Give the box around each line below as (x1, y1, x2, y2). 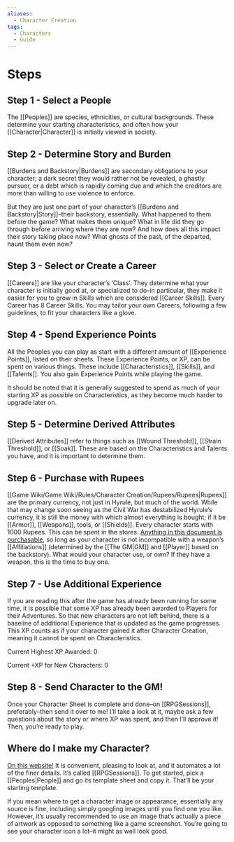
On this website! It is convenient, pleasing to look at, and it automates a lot (7, 761, 221, 769)
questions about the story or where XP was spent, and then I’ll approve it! (7, 715, 219, 723)
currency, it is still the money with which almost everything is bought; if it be (7, 513, 226, 522)
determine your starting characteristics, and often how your (7, 120, 179, 129)
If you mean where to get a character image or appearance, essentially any (7, 796, 224, 806)
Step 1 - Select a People (7, 94, 112, 106)
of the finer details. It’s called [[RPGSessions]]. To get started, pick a (7, 768, 204, 777)
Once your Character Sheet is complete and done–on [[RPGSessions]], (7, 700, 211, 708)
